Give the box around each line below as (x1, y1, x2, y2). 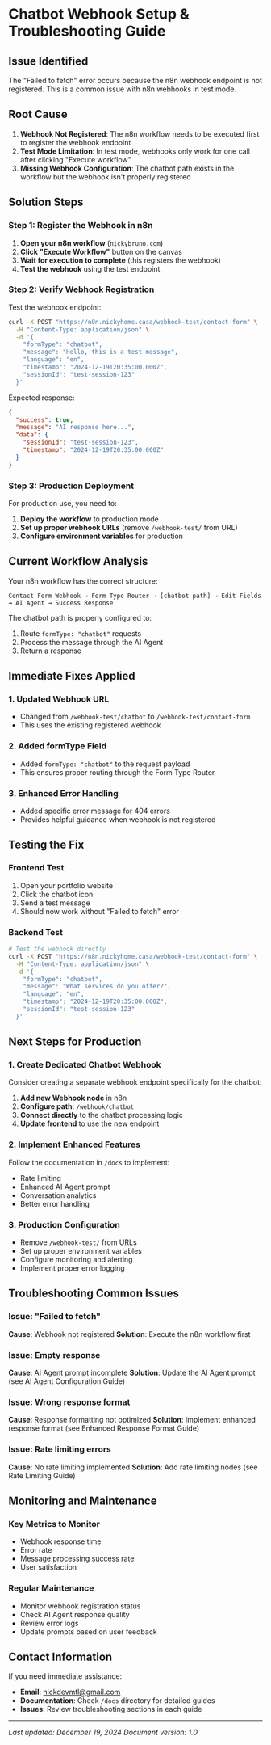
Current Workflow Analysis (8, 554, 148, 568)
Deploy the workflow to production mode (19, 514, 160, 524)
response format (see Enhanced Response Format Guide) (8, 1423, 200, 1433)
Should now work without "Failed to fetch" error (19, 906, 180, 916)
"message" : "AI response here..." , (15, 424, 135, 432)
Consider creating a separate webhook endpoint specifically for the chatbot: (8, 1077, 262, 1087)
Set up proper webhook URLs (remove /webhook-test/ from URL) (19, 522, 238, 532)
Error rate (19, 1545, 52, 1555)
